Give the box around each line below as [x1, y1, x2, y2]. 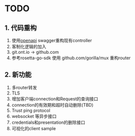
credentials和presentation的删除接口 [11, 119, 86, 125]
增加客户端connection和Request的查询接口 [11, 96, 98, 102]
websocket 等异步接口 [11, 113, 57, 119]
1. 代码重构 [4, 23, 37, 32]
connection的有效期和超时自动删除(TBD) [11, 102, 94, 108]
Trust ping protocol [11, 107, 50, 113]
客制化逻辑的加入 [11, 44, 46, 49]
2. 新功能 [4, 70, 32, 79]
